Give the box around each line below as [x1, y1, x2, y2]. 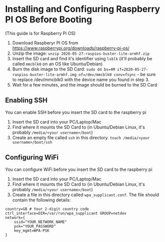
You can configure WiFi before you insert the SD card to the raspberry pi [5, 166, 153, 172]
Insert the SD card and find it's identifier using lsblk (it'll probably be [12, 55, 153, 61]
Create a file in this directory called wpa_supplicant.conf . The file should [12, 192, 159, 198]
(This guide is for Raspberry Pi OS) [5, 30, 76, 36]
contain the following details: [12, 197, 71, 203]
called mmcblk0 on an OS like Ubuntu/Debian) [12, 61, 103, 67]
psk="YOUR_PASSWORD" [14, 224, 56, 229]
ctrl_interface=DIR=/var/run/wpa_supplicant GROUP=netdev [5, 211, 127, 216]
